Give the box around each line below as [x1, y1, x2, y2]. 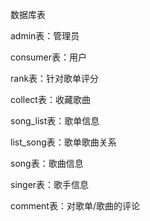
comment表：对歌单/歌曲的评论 [10, 200, 140, 212]
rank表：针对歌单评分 [10, 73, 100, 84]
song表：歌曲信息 [10, 158, 84, 169]
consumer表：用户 [10, 51, 88, 63]
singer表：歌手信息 [10, 179, 90, 190]
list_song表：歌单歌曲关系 [10, 136, 117, 148]
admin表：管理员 [10, 30, 80, 42]
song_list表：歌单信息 [10, 115, 100, 127]
